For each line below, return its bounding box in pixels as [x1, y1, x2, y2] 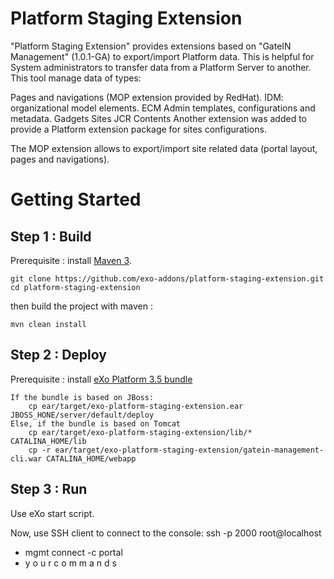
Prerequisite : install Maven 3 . [10, 254, 132, 266]
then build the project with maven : [10, 300, 153, 312]
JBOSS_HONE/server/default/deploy [10, 410, 155, 420]
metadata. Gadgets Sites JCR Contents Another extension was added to [10, 112, 307, 124]
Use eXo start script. [10, 507, 95, 519]
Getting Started [10, 188, 142, 211]
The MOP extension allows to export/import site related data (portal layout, [10, 142, 318, 154]
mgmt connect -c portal [24, 546, 123, 558]
